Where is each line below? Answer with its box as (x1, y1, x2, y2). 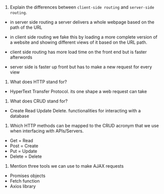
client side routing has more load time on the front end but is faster (9, 49, 147, 55)
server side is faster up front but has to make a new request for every (9, 64, 153, 70)
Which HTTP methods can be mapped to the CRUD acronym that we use (9, 123, 159, 128)
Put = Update (9, 148, 37, 154)
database (9, 113, 29, 119)
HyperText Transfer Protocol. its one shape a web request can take (9, 89, 147, 94)
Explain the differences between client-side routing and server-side (9, 4, 155, 10)
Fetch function (9, 178, 40, 184)
